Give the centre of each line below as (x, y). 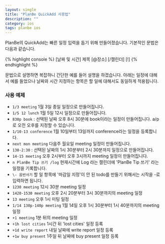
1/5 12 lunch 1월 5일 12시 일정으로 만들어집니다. (59, 113)
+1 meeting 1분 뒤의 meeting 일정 (45, 218)
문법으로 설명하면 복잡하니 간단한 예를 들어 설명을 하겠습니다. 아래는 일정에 (77, 75)
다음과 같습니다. (20, 49)
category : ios (20, 23)
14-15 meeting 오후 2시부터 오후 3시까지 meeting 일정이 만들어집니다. (80, 156)
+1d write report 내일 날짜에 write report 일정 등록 (63, 230)
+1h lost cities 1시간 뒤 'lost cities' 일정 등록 (58, 224)
